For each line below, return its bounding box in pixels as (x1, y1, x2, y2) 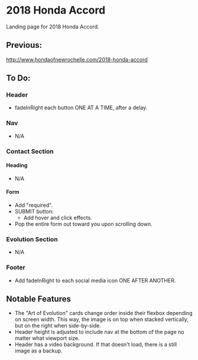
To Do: (6, 73, 31, 83)
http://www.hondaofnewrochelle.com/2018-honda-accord (6, 56, 148, 63)
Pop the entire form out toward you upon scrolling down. (14, 220, 152, 228)
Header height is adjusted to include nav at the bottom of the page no (14, 329, 184, 336)
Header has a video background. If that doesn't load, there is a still (14, 341, 177, 348)
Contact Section (6, 147, 54, 155)
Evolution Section (6, 235, 58, 243)
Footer (6, 264, 25, 272)
